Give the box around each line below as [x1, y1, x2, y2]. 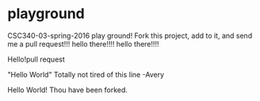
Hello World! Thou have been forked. [7, 84, 128, 95]
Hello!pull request [7, 54, 65, 64]
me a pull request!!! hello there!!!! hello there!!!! [7, 39, 159, 48]
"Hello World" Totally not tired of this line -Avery [7, 69, 164, 79]
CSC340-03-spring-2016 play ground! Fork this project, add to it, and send [7, 31, 253, 40]
